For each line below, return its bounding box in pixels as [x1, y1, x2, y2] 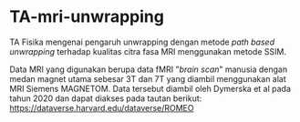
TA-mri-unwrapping [9, 6, 164, 27]
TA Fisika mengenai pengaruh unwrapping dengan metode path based [9, 36, 275, 47]
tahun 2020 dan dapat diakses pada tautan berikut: [9, 93, 202, 104]
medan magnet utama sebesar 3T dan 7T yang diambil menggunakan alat [9, 73, 287, 84]
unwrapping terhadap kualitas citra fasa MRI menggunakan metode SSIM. [9, 46, 287, 56]
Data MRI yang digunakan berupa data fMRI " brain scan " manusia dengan [9, 64, 288, 75]
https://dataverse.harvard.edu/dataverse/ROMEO [9, 102, 194, 113]
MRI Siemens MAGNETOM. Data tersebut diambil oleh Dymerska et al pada [9, 83, 292, 94]
